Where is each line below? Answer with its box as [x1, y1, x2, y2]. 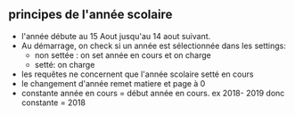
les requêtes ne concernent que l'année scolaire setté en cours [20, 69, 254, 79]
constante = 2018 [20, 97, 86, 108]
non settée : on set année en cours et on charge [34, 49, 211, 61]
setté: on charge [34, 59, 95, 70]
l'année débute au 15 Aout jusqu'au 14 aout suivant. [20, 30, 211, 41]
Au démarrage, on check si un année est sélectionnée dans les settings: [20, 40, 287, 51]
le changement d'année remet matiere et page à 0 [20, 78, 206, 88]
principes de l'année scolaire [8, 7, 173, 22]
